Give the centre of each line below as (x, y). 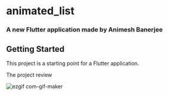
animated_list (40, 11)
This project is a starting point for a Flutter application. (73, 63)
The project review (29, 75)
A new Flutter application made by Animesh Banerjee (84, 30)
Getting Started (35, 49)
